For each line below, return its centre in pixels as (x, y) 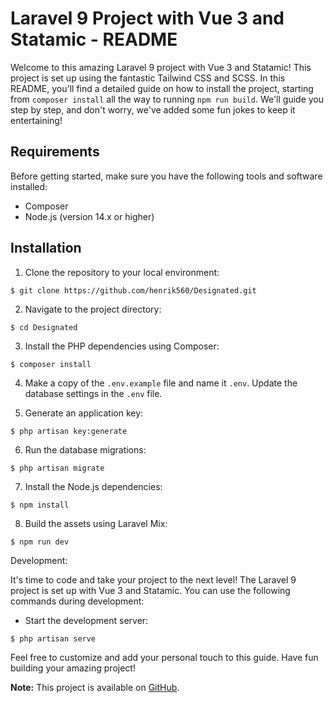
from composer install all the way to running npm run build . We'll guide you (167, 99)
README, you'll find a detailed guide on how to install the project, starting (162, 88)
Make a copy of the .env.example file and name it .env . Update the (161, 383)
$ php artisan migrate (57, 468)
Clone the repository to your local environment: (122, 272)
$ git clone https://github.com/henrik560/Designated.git (133, 290)
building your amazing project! (73, 668)
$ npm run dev (40, 542)
